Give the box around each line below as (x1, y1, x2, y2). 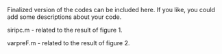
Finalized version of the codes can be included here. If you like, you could (7, 6, 216, 13)
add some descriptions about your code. (7, 13, 122, 21)
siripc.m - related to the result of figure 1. (7, 26, 123, 34)
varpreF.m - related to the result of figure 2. (7, 39, 130, 47)
